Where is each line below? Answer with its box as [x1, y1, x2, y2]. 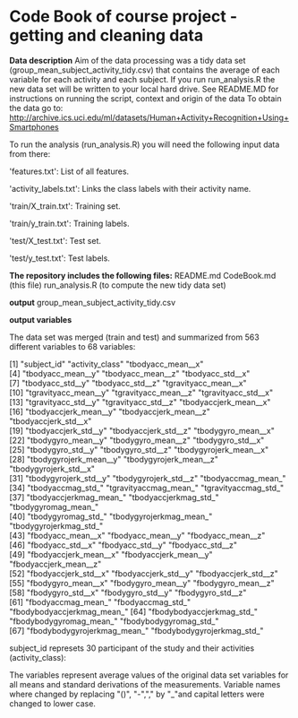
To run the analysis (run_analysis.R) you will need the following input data [9, 139, 280, 150]
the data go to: [9, 102, 64, 113]
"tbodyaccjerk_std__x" [9, 415, 92, 427]
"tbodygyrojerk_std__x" [9, 463, 96, 474]
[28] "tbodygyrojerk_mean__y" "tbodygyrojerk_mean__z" [9, 454, 219, 464]
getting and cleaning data [9, 25, 204, 46]
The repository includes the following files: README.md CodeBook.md [9, 270, 277, 281]
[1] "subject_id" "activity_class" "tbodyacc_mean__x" [9, 359, 204, 369]
